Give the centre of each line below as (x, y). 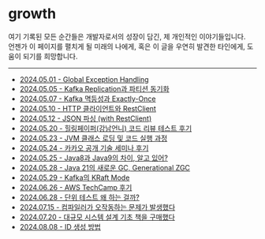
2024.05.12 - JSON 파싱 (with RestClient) (86, 118)
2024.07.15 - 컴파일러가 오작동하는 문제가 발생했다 (97, 207)
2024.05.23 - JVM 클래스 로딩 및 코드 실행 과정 (93, 138)
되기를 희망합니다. (50, 56)
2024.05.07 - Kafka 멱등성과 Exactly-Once (88, 99)
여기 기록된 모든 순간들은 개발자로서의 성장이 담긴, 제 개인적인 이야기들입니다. (127, 36)
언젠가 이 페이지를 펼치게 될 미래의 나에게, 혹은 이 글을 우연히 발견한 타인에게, (127, 46)
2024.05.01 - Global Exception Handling (84, 79)
